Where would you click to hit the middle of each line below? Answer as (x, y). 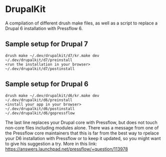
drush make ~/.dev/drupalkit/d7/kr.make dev (52, 55)
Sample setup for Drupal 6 (47, 84)
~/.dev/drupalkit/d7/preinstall (39, 60)
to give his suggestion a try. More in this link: (51, 143)
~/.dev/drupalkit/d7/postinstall (40, 68)
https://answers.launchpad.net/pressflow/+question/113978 (67, 149)
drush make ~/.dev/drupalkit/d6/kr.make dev (52, 95)
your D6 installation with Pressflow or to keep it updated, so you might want (83, 138)
